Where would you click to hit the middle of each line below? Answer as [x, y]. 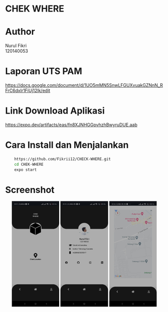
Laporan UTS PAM [44, 71]
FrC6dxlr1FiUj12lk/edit [28, 90]
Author [20, 32]
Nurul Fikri [16, 46]
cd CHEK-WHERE [29, 164]
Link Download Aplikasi [55, 111]
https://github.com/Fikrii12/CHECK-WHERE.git [63, 159]
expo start [26, 170]
